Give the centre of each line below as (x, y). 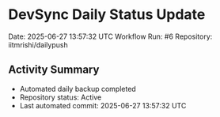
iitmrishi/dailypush (38, 44)
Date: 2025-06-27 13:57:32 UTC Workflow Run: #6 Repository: (110, 36)
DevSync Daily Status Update (107, 15)
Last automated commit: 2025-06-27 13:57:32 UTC (103, 105)
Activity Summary (54, 70)
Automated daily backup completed (78, 89)
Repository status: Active (61, 97)
